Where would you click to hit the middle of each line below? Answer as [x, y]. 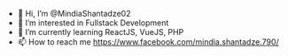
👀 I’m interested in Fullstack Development [93, 23]
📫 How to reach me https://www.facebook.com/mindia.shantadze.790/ [148, 42]
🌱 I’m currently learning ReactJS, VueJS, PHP [101, 32]
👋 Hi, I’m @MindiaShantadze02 [74, 14]
